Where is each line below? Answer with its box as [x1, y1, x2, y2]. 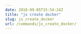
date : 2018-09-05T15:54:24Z [5, 7, 64, 12]
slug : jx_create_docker [5, 16, 55, 21]
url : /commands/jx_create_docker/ [5, 21, 77, 26]
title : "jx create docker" [5, 12, 61, 17]
